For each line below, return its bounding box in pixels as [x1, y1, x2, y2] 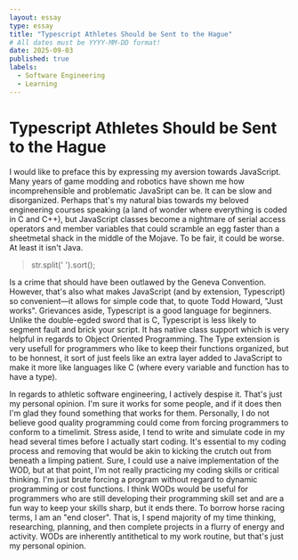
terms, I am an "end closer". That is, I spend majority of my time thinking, [9, 512, 277, 523]
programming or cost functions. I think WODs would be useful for [9, 483, 249, 494]
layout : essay [9, 12, 62, 22]
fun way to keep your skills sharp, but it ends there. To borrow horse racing [9, 502, 286, 513]
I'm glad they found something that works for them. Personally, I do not [9, 408, 270, 418]
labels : [9, 63, 38, 72]
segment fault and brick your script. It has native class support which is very [9, 324, 290, 334]
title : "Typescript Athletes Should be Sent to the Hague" [9, 29, 233, 38]
